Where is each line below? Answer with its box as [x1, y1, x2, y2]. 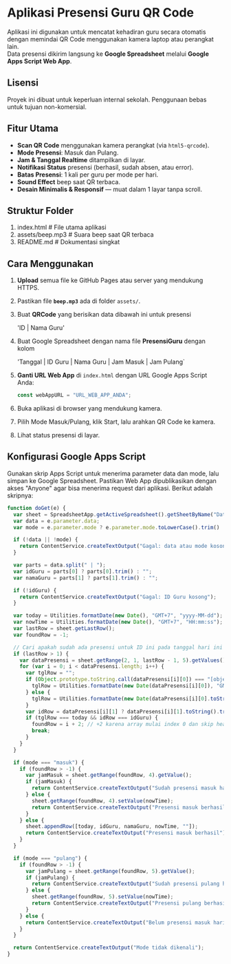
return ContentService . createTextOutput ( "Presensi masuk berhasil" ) [25, 829, 226, 836]
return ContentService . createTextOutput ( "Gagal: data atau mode [19, 543, 208, 550]
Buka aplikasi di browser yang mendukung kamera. [16, 404, 162, 413]
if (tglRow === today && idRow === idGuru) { [25, 714, 158, 722]
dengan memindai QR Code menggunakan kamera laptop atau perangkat [7, 35, 214, 43]
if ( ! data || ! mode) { [13, 536, 78, 543]
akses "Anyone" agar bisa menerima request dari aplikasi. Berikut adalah [7, 484, 213, 492]
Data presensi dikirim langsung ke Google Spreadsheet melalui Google [7, 50, 210, 58]
